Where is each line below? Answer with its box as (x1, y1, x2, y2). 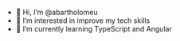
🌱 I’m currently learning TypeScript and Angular (15, 24, 173, 33)
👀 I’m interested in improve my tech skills (15, 16, 151, 25)
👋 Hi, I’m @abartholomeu (15, 8, 98, 17)
